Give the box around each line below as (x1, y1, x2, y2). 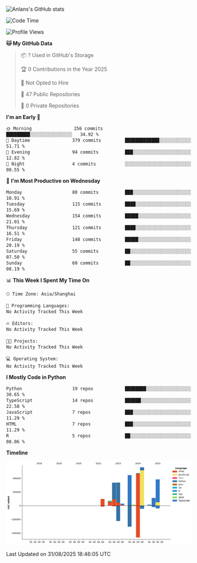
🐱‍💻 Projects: (6, 338, 38, 344)
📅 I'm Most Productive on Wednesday (6, 177, 100, 184)
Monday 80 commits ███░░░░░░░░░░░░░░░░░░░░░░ (6, 189, 192, 195)
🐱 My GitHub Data (6, 40, 53, 47)
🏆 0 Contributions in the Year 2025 (20, 65, 107, 73)
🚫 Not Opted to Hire (20, 80, 69, 86)
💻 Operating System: (6, 356, 59, 362)
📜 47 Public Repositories (20, 91, 81, 97)
